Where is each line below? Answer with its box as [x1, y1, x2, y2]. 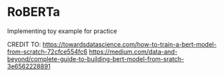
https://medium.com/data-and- [88, 47, 178, 56]
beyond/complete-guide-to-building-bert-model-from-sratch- [7, 54, 185, 63]
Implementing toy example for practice [7, 27, 118, 35]
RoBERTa [7, 4, 61, 20]
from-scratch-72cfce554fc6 [7, 47, 88, 56]
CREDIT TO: [7, 40, 41, 48]
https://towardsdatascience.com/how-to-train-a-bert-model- [42, 40, 217, 48]
